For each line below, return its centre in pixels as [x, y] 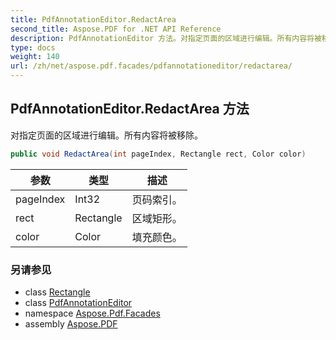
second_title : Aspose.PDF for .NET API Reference [116, 29]
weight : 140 [35, 57]
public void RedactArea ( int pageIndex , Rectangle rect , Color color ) [158, 154]
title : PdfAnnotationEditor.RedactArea [93, 19]
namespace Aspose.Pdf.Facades [92, 313]
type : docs [33, 47]
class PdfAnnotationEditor [78, 302]
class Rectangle [57, 292]
